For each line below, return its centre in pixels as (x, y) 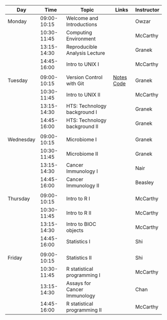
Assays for (79, 283)
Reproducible (82, 47)
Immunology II (83, 185)
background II (82, 126)
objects (75, 230)
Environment (81, 39)
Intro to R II (79, 213)
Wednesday (22, 140)
